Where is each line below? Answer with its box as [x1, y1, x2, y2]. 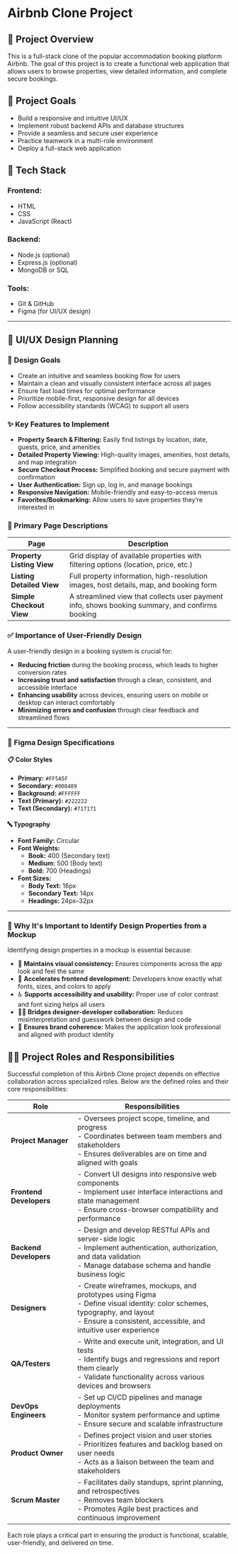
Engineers [11, 1410, 46, 1420]
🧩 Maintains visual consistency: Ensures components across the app [17, 960, 222, 968]
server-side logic [77, 1234, 136, 1244]
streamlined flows [17, 713, 70, 722]
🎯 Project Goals [7, 95, 76, 107]
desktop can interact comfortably [17, 698, 115, 706]
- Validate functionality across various [77, 1372, 205, 1382]
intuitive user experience [77, 1325, 160, 1335]
